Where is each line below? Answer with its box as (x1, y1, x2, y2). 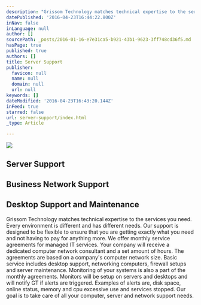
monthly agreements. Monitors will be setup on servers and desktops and (6, 273, 188, 280)
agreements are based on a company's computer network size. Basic (6, 253, 178, 261)
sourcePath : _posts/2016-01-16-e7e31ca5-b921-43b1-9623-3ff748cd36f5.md (6, 37, 191, 43)
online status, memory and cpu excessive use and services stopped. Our (6, 285, 186, 292)
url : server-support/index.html (6, 114, 87, 120)
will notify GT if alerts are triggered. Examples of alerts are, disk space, (6, 279, 181, 286)
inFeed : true (6, 103, 39, 110)
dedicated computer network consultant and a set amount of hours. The (6, 247, 184, 255)
